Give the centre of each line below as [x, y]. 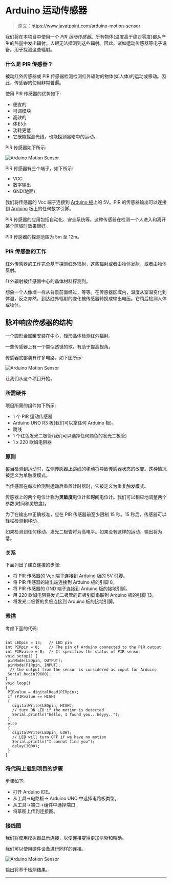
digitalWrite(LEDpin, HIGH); [43, 705]
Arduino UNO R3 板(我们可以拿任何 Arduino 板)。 [64, 422]
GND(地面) [24, 191]
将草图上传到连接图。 [35, 811]
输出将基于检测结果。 [28, 870]
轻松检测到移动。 [23, 521]
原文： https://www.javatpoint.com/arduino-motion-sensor [79, 26]
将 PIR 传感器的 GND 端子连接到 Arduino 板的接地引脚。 [71, 588]
